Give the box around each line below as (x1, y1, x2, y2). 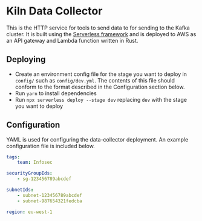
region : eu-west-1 (6, 209, 53, 215)
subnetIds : (6, 187, 34, 193)
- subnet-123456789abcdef (17, 192, 83, 198)
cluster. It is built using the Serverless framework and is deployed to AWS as (6, 30, 197, 37)
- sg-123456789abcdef (17, 176, 71, 182)
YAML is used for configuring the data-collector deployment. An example (6, 135, 189, 143)
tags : (6, 154, 20, 160)
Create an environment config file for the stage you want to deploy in (15, 70, 187, 78)
